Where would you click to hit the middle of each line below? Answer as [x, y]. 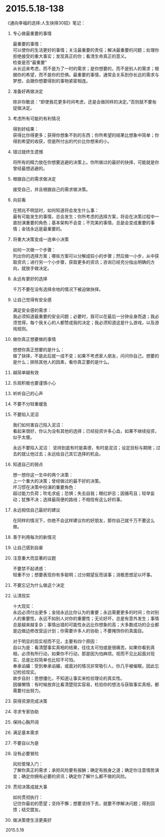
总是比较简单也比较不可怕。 [49, 659]
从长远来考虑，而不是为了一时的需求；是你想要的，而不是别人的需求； [84, 68]
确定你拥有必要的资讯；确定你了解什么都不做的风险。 [75, 776]
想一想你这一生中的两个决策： [43, 474]
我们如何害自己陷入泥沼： [39, 425]
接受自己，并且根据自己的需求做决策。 [51, 189]
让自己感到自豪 [28, 547]
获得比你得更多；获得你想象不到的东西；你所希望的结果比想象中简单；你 [86, 135]
